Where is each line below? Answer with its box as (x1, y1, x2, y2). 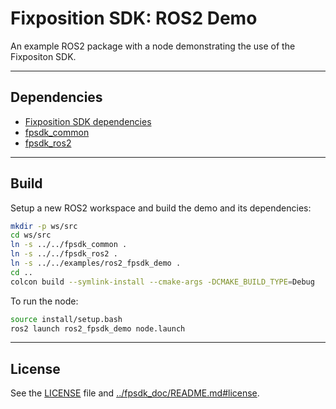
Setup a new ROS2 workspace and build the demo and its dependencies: (10, 202, 312, 214)
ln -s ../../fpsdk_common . (10, 240, 128, 250)
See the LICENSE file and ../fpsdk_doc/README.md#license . (10, 387, 260, 399)
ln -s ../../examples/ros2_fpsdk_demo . (10, 258, 182, 269)
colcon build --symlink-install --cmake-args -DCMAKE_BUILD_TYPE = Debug (10, 277, 315, 287)
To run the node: (10, 295, 79, 307)
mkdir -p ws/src (10, 221, 78, 231)
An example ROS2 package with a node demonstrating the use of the (10, 40, 296, 52)
